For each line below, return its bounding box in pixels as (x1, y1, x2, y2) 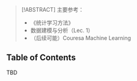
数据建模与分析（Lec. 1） (30, 27, 94, 34)
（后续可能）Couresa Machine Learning (30, 34, 131, 42)
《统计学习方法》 (30, 19, 74, 26)
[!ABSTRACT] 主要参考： (21, 6, 84, 13)
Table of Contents (6, 52, 76, 63)
